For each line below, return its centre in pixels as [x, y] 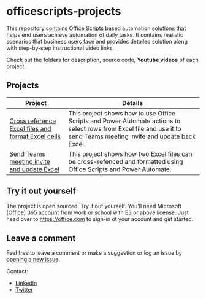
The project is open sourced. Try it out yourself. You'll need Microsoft [94, 206]
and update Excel [34, 169]
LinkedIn [26, 283]
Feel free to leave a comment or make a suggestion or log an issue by [94, 253]
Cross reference [33, 121]
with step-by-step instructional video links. [60, 48]
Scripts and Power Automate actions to [124, 121]
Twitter [24, 290]
